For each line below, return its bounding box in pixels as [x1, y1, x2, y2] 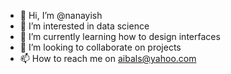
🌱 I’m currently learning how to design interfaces [19, 31, 221, 42]
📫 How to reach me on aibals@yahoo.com [19, 53, 197, 64]
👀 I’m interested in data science [19, 20, 150, 32]
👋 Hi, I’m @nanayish [19, 10, 103, 21]
